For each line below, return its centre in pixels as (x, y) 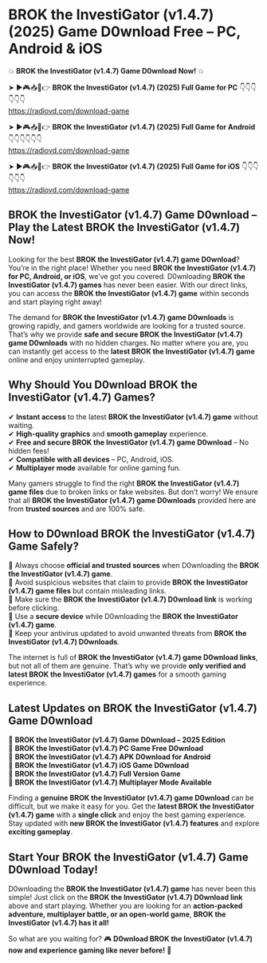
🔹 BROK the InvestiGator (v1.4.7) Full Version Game (94, 774)
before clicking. (34, 608)
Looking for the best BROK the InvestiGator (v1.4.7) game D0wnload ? (124, 259)
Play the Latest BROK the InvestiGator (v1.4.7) (124, 228)
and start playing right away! (55, 302)
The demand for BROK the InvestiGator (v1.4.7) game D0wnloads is (121, 317)
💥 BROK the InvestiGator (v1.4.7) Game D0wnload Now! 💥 (106, 70)
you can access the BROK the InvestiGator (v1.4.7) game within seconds (129, 293)
